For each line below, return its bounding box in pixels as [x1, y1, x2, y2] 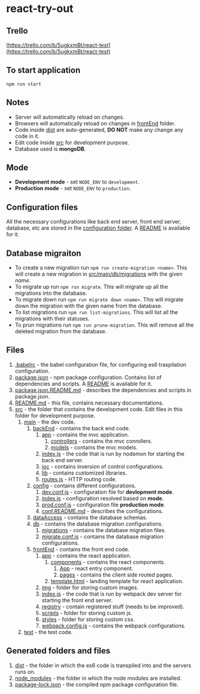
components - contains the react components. [50, 558, 166, 565]
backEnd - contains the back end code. [32, 424, 131, 432]
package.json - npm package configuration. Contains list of [14, 373, 162, 381]
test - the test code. [23, 628, 73, 635]
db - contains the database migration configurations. [32, 520, 163, 527]
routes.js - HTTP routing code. [41, 475, 117, 482]
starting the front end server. [41, 596, 113, 604]
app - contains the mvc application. [41, 431, 129, 438]
